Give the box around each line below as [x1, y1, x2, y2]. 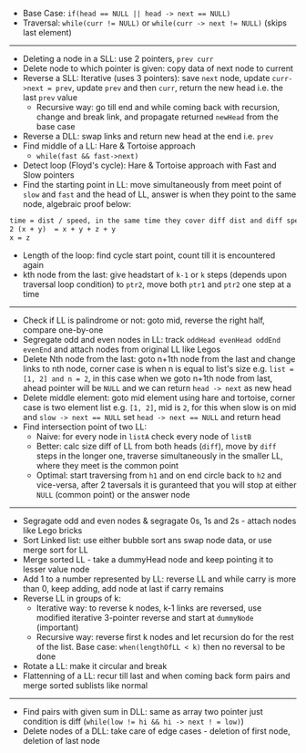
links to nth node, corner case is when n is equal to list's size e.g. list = [22, 363, 294, 374]
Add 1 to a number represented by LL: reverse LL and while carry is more [22, 573, 297, 584]
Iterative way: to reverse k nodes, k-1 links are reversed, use [36, 602, 262, 614]
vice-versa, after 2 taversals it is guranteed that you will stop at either [36, 479, 297, 490]
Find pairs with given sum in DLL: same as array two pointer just [22, 706, 264, 717]
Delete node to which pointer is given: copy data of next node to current [22, 63, 294, 74]
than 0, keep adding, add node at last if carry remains [22, 583, 225, 593]
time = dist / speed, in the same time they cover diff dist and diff [9, 216, 283, 225]
